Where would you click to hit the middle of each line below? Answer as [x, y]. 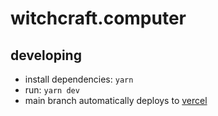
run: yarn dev [52, 90]
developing [46, 55]
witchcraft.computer [98, 18]
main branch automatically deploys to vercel [116, 100]
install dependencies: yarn [79, 79]
